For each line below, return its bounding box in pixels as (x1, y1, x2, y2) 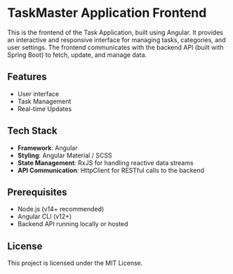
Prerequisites (7, 186, 67, 198)
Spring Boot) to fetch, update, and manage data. (7, 51, 147, 59)
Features (7, 71, 47, 83)
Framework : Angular (17, 143, 78, 152)
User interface (17, 89, 60, 98)
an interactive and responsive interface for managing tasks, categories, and (7, 35, 226, 44)
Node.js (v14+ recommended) (17, 205, 105, 214)
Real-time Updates (17, 104, 72, 113)
